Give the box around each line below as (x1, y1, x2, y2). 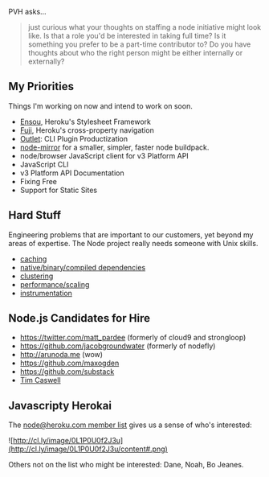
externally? (27, 56, 65, 66)
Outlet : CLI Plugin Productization (19, 134, 128, 143)
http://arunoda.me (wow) (19, 350, 103, 360)
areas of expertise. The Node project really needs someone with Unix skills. (8, 238, 259, 248)
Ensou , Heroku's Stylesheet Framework (19, 117, 151, 126)
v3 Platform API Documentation (19, 168, 124, 178)
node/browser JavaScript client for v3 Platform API (19, 150, 189, 160)
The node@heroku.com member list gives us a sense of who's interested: (8, 420, 252, 430)
